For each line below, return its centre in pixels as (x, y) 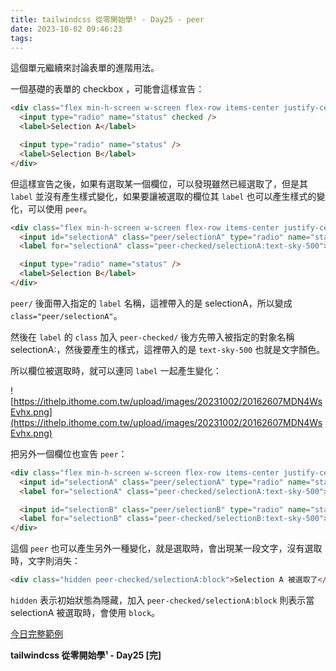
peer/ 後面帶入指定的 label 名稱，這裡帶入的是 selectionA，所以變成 (151, 303)
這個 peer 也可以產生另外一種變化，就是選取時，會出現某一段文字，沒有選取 (166, 548)
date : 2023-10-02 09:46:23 (66, 29)
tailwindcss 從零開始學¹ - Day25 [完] (86, 655)
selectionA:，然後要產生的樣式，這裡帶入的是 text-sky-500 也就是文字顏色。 (168, 349)
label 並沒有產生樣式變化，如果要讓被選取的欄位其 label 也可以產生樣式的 (163, 196)
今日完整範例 (36, 634)
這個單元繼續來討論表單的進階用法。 (85, 68)
